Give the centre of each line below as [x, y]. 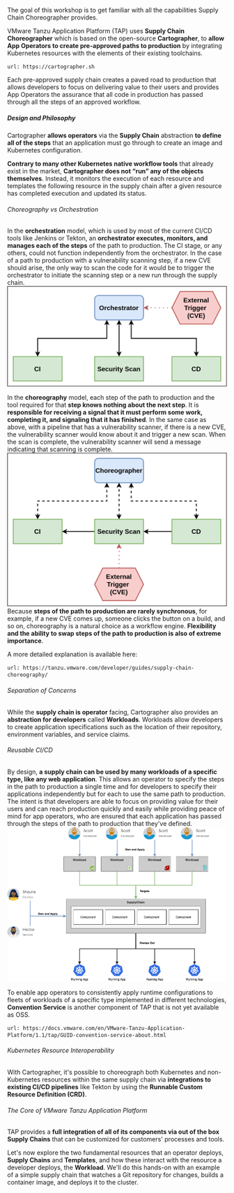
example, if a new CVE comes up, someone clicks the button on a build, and [116, 618]
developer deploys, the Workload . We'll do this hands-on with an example [114, 1168]
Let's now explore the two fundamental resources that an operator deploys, [116, 1153]
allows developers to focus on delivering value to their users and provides [113, 87]
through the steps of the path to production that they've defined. [100, 823]
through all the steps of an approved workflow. [74, 102]
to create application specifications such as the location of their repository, [115, 726]
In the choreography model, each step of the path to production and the [111, 398]
